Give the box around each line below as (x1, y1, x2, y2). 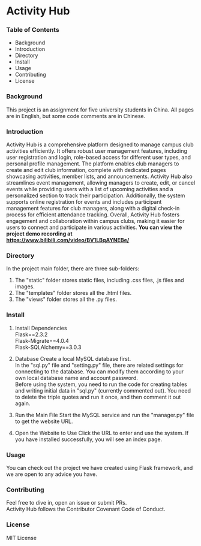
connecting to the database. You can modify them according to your (14, 367, 184, 375)
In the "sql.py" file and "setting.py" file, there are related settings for (14, 361, 184, 369)
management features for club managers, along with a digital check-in (6, 205, 180, 212)
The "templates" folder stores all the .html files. (14, 289, 132, 297)
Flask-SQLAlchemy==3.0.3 (14, 343, 82, 351)
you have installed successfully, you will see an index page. (14, 436, 163, 443)
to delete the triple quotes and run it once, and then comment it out (14, 393, 181, 400)
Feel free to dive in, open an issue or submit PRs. (6, 499, 127, 506)
